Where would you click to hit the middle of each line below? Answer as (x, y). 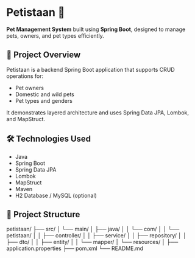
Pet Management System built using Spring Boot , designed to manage (96, 29)
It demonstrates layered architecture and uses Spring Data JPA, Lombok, (98, 113)
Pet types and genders (44, 100)
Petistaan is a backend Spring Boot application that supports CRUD (90, 69)
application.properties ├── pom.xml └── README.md (75, 248)
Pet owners (30, 88)
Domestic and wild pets (44, 94)
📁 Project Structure (43, 214)
